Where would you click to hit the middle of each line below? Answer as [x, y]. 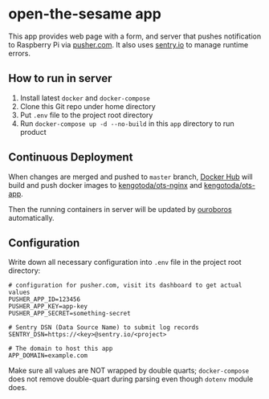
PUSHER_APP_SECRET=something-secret [69, 314]
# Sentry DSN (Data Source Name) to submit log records [104, 328]
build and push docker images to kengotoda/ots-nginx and [105, 185]
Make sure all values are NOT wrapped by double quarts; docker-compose [129, 371]
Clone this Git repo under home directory [88, 106]
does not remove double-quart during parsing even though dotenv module [131, 379]
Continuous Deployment [71, 157]
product [33, 132]
